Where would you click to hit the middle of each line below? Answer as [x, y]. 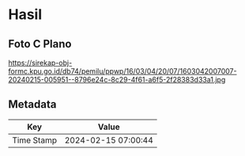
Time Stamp [35, 140]
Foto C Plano [40, 44]
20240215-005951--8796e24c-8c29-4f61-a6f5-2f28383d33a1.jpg [117, 80]
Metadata [32, 105]
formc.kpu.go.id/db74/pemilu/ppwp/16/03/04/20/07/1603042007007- [122, 71]
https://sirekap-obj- [40, 63]
